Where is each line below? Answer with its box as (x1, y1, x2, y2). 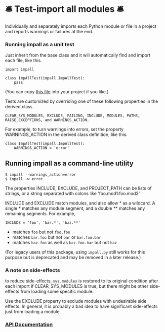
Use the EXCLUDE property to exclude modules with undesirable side (5, 298, 147, 304)
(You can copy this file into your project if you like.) (5, 89, 109, 95)
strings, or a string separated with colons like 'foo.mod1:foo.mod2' (5, 191, 140, 197)
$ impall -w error (5, 177, 43, 182)
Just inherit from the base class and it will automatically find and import (5, 52, 151, 58)
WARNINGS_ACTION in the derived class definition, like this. (5, 132, 127, 137)
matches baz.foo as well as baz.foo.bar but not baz (12, 240, 117, 246)
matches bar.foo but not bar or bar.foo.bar (12, 234, 101, 240)
